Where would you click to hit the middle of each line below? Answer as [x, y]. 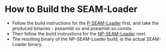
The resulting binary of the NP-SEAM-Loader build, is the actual [78, 39]
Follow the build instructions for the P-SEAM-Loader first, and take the [85, 23]
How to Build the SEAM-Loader [71, 9]
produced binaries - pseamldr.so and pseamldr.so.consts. [72, 28]
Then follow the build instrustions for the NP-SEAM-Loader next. [79, 33]
